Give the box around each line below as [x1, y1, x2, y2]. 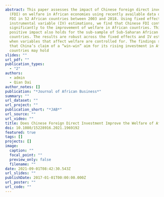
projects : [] [5, 139, 32, 144]
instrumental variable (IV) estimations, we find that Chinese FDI [9, 21, 150, 26]
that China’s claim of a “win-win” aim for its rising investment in [9, 44, 154, 48]
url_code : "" [5, 184, 32, 189]
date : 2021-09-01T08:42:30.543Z [5, 166, 71, 171]
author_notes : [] [5, 84, 41, 89]
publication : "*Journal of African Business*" [5, 89, 102, 94]
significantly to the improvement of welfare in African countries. [9, 25, 152, 30]
